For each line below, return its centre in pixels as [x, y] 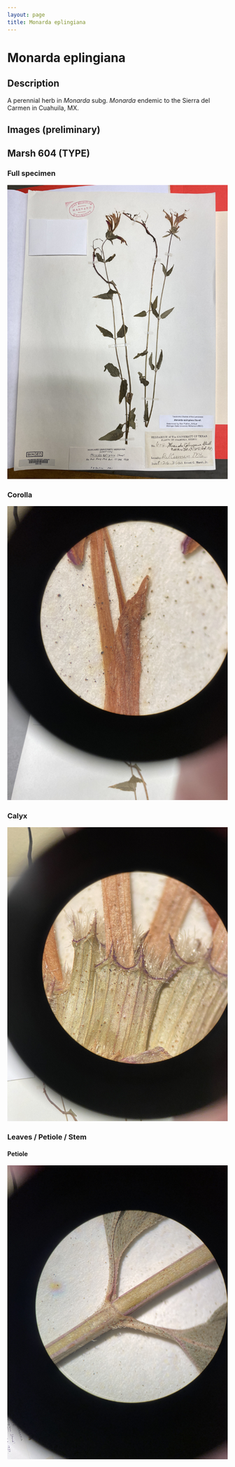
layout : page [26, 15]
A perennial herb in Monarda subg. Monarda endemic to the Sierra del [109, 100]
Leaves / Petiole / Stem [47, 1137]
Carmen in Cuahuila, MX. [43, 108]
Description [33, 84]
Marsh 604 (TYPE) [49, 154]
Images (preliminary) [54, 129]
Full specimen [31, 174]
